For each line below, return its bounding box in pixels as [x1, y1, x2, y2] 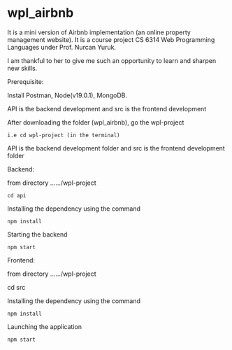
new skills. [7, 64, 38, 72]
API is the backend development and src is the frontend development [7, 104, 207, 113]
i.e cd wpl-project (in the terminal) [7, 132, 120, 139]
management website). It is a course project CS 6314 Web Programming [7, 35, 215, 43]
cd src [7, 283, 26, 291]
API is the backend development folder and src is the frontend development [7, 143, 225, 152]
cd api [7, 192, 27, 199]
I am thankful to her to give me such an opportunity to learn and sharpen [7, 56, 217, 64]
